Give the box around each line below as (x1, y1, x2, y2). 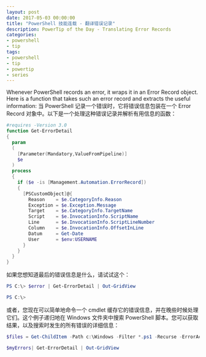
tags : (6, 49, 20, 55)
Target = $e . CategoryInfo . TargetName (28, 208, 133, 214)
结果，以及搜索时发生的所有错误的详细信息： (6, 321, 120, 329)
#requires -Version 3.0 (6, 122, 67, 129)
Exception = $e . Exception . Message (28, 202, 116, 209)
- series (6, 72, 29, 78)
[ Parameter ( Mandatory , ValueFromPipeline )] (17, 151, 128, 157)
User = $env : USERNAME (28, 236, 97, 242)
